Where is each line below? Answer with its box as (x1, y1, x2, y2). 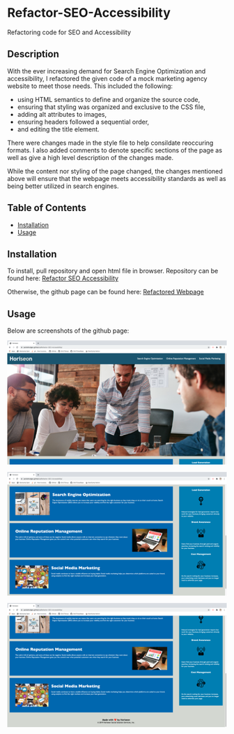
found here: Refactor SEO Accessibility (7, 274, 119, 282)
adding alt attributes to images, (17, 110, 107, 118)
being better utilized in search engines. (7, 182, 119, 190)
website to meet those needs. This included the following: (7, 82, 173, 90)
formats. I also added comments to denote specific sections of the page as (7, 145, 223, 154)
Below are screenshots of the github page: (7, 326, 130, 335)
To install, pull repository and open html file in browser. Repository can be (7, 267, 219, 275)
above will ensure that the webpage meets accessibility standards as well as (7, 174, 226, 182)
